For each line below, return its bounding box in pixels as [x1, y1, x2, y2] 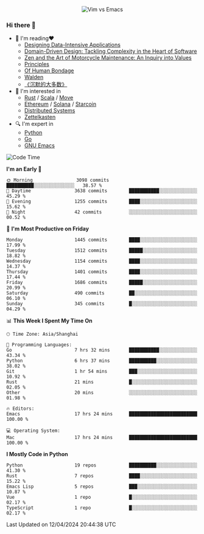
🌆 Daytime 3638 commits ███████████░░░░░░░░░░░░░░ [6, 188, 198, 194]
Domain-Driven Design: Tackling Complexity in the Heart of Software [24, 47, 197, 55]
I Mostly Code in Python [6, 451, 68, 458]
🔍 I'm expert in [15, 120, 54, 128]
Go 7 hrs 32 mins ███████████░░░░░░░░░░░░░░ [6, 347, 198, 353]
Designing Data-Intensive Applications [24, 41, 121, 49]
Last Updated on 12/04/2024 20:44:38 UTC [6, 521, 116, 529]
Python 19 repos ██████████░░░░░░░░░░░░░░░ [6, 462, 198, 468]
